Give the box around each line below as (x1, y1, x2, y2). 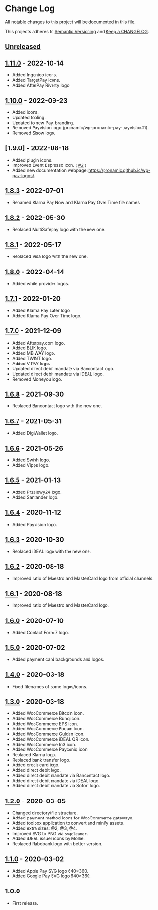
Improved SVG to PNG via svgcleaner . (12, 831, 88, 837)
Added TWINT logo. (12, 355, 53, 361)
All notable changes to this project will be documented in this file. (5, 19, 136, 25)
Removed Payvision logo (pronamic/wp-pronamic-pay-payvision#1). (12, 125, 149, 130)
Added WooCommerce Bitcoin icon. (12, 710, 84, 716)
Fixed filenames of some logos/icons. (12, 683, 88, 689)
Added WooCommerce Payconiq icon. (12, 746, 89, 752)
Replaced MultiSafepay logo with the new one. (12, 227, 105, 233)
